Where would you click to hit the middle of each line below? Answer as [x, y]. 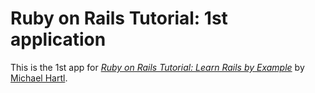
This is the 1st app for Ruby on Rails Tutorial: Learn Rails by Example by [157, 67]
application [58, 39]
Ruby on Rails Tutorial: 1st [119, 18]
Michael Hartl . [39, 78]
